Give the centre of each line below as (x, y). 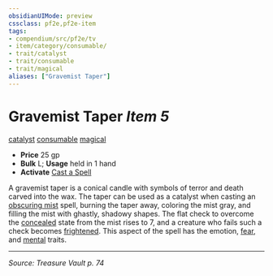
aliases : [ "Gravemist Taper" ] (60, 76)
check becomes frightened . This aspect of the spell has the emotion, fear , (132, 231)
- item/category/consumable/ (58, 46)
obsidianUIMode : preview (50, 16)
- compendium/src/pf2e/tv (52, 39)
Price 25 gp (40, 154)
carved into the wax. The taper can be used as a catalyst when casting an (132, 196)
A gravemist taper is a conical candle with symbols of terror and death (126, 188)
